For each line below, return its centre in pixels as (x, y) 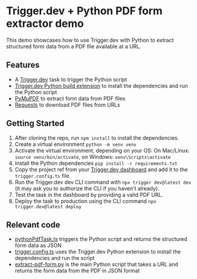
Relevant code (33, 225)
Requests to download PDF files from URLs (67, 105)
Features (23, 65)
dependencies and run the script (55, 258)
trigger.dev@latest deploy (48, 206)
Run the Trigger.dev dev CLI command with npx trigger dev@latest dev (103, 182)
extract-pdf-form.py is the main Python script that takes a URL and (96, 264)
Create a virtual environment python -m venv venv (75, 144)
